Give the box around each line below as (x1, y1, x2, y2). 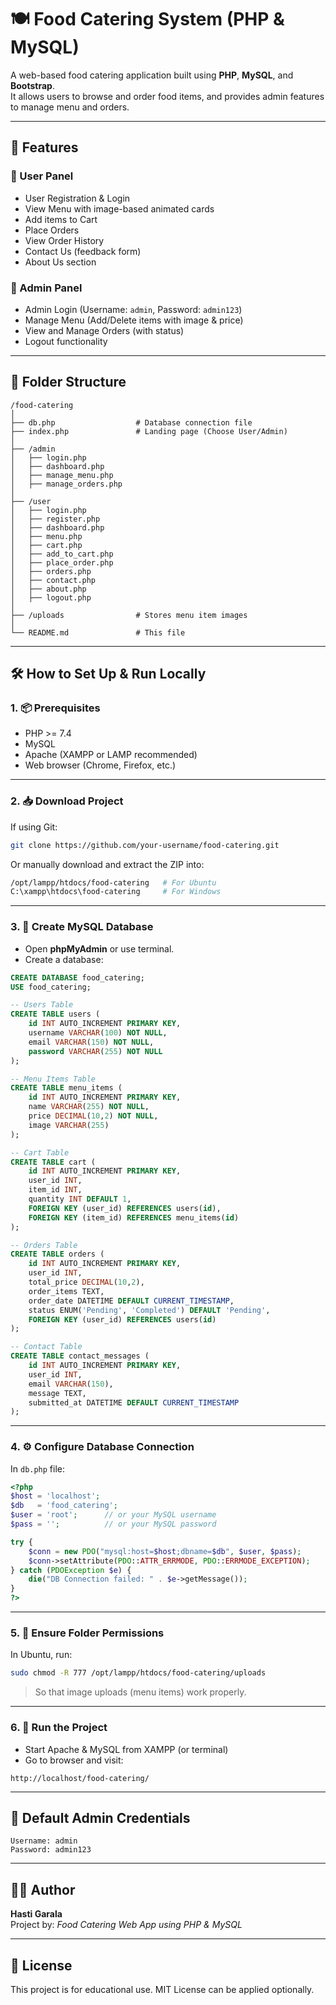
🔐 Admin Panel (10, 281, 83, 295)
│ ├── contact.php (10, 575, 97, 585)
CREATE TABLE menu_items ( (10, 1083, 123, 1093)
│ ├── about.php (10, 584, 87, 594)
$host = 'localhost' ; (10, 1491, 101, 1501)
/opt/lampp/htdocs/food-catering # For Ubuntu (10, 877, 217, 888)
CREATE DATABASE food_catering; (10, 972, 145, 983)
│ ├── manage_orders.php (10, 479, 123, 489)
